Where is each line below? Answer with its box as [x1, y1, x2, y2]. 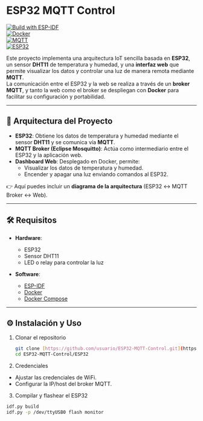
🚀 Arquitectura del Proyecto [6, 116, 113, 127]
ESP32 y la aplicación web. [14, 151, 83, 159]
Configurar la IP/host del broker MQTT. [14, 381, 112, 388]
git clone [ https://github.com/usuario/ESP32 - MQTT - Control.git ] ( [14, 346, 183, 352]
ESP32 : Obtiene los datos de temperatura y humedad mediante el [14, 132, 179, 139]
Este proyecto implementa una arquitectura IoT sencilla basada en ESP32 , [6, 54, 190, 62]
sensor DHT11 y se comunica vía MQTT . [14, 138, 115, 145]
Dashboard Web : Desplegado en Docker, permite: [14, 157, 140, 165]
